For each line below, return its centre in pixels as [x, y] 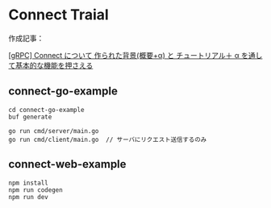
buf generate [30, 117]
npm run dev [28, 197]
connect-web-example [67, 164]
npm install [28, 183]
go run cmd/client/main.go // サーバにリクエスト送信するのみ [108, 139]
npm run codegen [35, 190]
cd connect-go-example [46, 110]
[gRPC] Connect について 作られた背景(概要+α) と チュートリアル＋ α [124, 55]
